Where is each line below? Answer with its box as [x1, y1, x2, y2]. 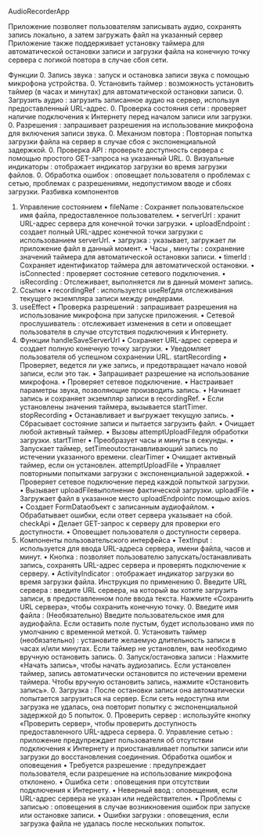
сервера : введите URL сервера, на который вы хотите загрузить [19, 586, 238, 594]
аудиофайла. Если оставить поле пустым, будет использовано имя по [19, 619, 254, 628]
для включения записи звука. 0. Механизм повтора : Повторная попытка [8, 129, 253, 138]
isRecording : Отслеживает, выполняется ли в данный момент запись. [19, 278, 254, 286]
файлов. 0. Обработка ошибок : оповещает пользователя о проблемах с [8, 170, 250, 180]
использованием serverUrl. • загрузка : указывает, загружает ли [19, 235, 236, 245]
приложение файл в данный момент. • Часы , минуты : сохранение [19, 244, 245, 253]
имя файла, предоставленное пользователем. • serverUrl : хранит [19, 211, 241, 220]
